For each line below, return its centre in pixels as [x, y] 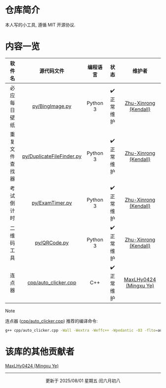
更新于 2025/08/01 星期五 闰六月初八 [83, 381]
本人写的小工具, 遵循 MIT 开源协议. [40, 25]
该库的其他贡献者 [40, 352]
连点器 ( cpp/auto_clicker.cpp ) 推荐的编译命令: [51, 321]
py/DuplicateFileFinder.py [52, 156]
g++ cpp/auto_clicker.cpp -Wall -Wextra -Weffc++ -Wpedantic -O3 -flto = [82, 330]
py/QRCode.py [52, 243]
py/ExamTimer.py [52, 203]
